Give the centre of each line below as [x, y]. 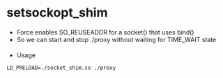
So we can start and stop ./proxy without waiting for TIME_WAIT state [116, 39]
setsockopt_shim [57, 13]
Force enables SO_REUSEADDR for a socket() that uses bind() [105, 32]
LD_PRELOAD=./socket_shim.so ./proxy [61, 68]
